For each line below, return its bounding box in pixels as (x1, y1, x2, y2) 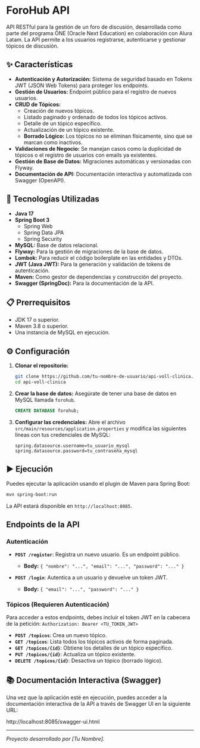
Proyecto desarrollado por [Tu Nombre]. (6, 735, 105, 743)
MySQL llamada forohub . (14, 396, 76, 403)
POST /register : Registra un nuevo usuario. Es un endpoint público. (14, 551, 180, 558)
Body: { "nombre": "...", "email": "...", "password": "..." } (23, 563, 185, 570)
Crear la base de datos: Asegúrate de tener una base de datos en (14, 390, 177, 397)
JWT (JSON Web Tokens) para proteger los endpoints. (14, 82, 149, 89)
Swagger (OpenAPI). (14, 176, 65, 184)
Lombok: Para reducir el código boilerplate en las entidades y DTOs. (14, 254, 183, 261)
